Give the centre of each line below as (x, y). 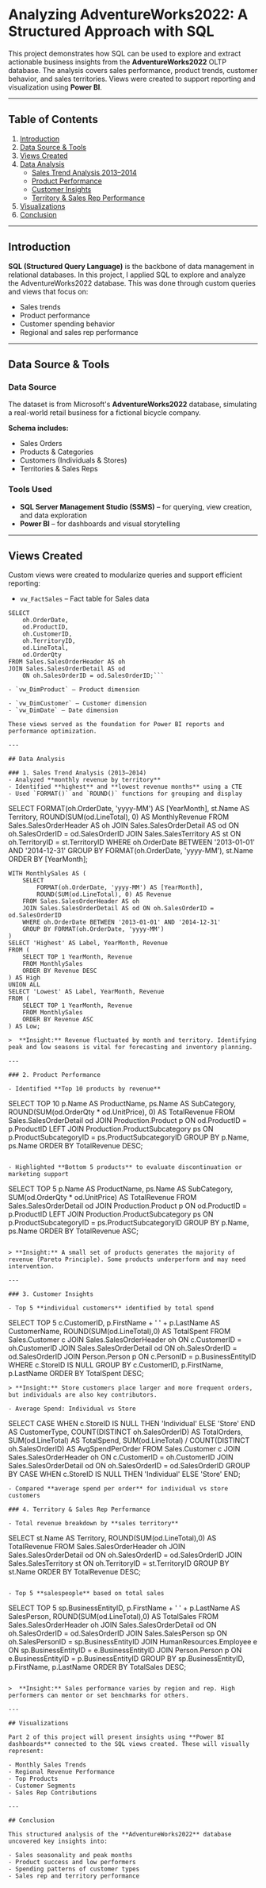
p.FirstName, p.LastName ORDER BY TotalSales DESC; (97, 1667)
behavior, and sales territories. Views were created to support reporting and (132, 79)
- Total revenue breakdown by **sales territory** (93, 1524)
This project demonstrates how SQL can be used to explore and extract (125, 53)
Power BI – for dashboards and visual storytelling (100, 523)
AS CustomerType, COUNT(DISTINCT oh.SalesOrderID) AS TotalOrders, (125, 1432)
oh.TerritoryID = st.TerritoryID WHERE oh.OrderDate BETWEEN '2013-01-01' (132, 842)
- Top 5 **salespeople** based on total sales (86, 1594)
